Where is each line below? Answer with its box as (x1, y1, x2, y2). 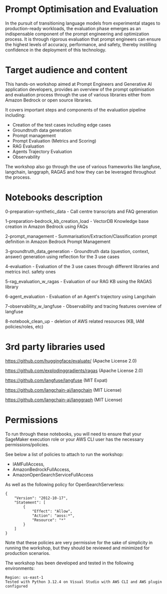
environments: (5, 565, 35, 571)
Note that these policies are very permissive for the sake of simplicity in (5, 539, 153, 545)
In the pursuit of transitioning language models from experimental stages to (5, 20, 160, 26)
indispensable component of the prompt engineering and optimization (5, 31, 149, 37)
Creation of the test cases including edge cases (12, 122, 111, 128)
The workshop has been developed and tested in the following (5, 560, 134, 566)
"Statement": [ (14, 500, 46, 505)
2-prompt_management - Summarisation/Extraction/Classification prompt (5, 233, 157, 239)
